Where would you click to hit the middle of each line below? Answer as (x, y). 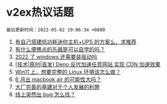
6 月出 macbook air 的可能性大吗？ (58, 79)
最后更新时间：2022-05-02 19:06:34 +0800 (56, 30)
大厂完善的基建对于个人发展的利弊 (57, 87)
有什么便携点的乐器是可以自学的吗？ (60, 49)
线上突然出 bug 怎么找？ (45, 94)
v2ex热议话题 (40, 12)
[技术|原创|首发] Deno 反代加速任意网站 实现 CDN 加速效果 (88, 64)
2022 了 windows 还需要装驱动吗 (56, 57)
